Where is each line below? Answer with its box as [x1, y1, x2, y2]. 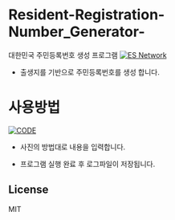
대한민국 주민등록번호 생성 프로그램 [8, 50, 118, 59]
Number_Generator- [8, 22, 145, 41]
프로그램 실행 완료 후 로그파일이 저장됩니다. [19, 159, 156, 169]
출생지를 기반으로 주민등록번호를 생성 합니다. [19, 67, 161, 77]
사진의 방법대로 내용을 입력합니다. [19, 142, 126, 152]
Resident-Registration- [8, 6, 165, 24]
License [8, 183, 49, 197]
